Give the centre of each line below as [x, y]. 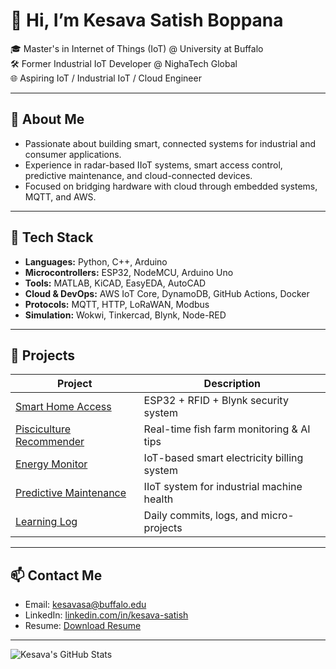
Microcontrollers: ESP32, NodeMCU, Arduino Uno [129, 272]
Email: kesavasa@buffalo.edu [85, 605]
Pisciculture [43, 429]
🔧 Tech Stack [52, 237]
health [158, 499]
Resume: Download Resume [83, 626]
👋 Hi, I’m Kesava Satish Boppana [147, 20]
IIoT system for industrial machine [223, 487]
